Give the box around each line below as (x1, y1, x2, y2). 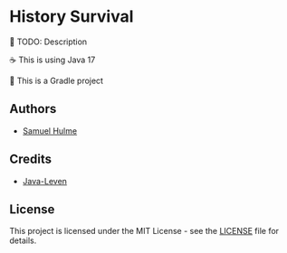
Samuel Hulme (22, 125, 78, 136)
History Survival (9, 6, 134, 27)
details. (9, 235, 37, 246)
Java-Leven (22, 175, 68, 186)
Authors (9, 101, 57, 117)
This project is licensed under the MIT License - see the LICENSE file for (9, 226, 279, 237)
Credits (9, 152, 53, 167)
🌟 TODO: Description (9, 36, 88, 47)
